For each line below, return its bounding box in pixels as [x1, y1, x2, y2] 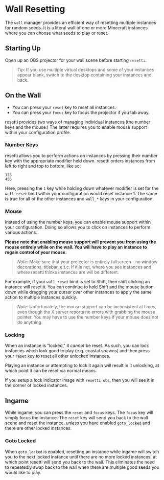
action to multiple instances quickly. [5, 295, 77, 300]
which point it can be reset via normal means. [5, 368, 97, 374]
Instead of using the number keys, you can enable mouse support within [5, 219, 151, 225]
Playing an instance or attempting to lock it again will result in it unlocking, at [5, 363, 160, 368]
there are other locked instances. [5, 425, 72, 431]
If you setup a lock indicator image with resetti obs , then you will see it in [5, 377, 155, 383]
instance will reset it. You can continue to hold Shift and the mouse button [5, 284, 154, 290]
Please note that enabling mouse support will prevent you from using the [5, 239, 156, 245]
